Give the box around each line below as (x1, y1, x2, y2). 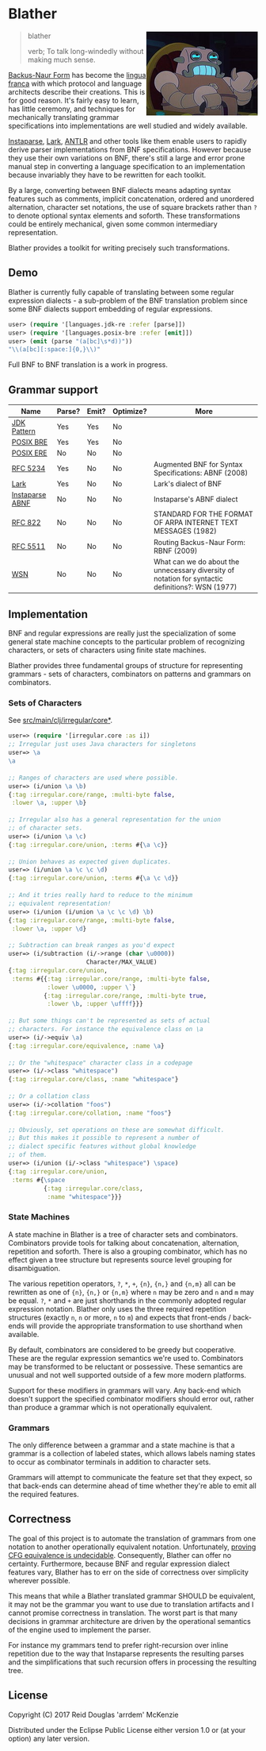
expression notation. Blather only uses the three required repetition (8, 1304, 227, 1313)
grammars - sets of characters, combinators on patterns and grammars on (8, 669, 252, 679)
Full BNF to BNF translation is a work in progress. (8, 360, 169, 369)
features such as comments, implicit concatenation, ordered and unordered (8, 194, 255, 203)
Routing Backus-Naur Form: (153, 537, 245, 547)
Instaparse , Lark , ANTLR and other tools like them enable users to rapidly (8, 136, 247, 145)
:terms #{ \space (11, 1176, 66, 1184)
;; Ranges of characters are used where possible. (8, 774, 179, 782)
